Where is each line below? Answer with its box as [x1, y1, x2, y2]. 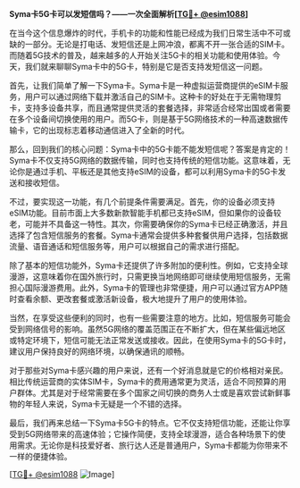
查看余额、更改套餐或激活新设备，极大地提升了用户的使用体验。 [16, 294, 252, 304]
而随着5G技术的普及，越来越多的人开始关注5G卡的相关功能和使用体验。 [9, 50, 273, 61]
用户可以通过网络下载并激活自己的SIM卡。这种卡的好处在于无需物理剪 [24, 91, 282, 102]
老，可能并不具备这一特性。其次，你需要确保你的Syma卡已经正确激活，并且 [9, 219, 288, 229]
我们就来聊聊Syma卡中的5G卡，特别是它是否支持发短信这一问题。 [24, 62, 268, 72]
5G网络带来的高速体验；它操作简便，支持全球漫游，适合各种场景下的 [24, 429, 279, 439]
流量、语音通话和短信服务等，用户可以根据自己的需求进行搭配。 [9, 241, 244, 251]
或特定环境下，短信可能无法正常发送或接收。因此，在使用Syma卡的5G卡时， [9, 335, 291, 345]
